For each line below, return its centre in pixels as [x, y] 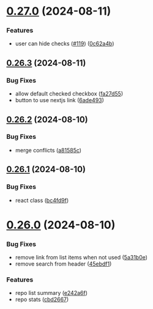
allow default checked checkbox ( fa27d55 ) [69, 94]
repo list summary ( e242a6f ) [51, 293]
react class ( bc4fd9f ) [42, 200]
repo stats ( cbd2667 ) [42, 300]
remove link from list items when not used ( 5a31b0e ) [81, 258]
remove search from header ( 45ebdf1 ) [63, 264]
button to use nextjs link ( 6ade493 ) [59, 100]
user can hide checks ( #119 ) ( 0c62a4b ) [65, 43]
